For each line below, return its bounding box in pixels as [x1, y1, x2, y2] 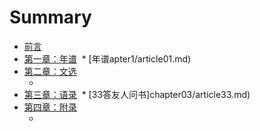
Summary [9, 6, 92, 29]
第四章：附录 [23, 101, 77, 113]
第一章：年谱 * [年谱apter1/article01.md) [23, 52, 192, 65]
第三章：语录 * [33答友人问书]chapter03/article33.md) [23, 88, 251, 100]
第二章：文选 [23, 65, 77, 77]
